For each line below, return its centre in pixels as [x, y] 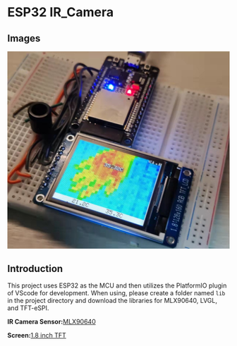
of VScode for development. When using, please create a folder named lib [116, 293]
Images [24, 38]
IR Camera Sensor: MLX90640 [52, 322]
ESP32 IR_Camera [61, 12]
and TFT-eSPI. [28, 308]
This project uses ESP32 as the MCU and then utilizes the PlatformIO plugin [117, 285]
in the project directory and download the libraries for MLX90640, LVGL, [112, 301]
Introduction [35, 268]
